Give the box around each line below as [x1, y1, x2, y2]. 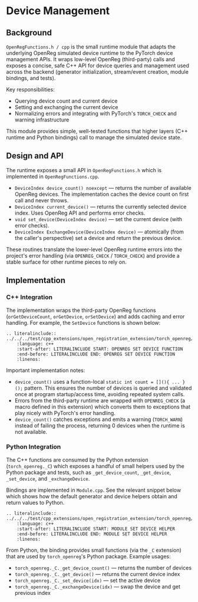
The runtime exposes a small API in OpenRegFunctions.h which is [6, 166, 162, 173]
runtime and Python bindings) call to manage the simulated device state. [6, 134, 182, 141]
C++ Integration [6, 293, 53, 301]
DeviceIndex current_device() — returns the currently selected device [14, 203, 187, 210]
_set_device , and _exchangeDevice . [6, 475, 90, 482]
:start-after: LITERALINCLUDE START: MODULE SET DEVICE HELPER [16, 526, 176, 532]
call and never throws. [14, 196, 69, 204]
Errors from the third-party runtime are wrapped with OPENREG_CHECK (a [14, 397, 186, 404]
